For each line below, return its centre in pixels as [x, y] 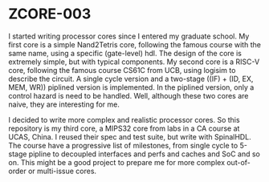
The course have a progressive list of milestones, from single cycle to [123, 145]
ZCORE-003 [50, 14]
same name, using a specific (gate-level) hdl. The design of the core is [125, 53]
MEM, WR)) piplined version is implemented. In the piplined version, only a [131, 87]
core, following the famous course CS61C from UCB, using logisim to [122, 70]
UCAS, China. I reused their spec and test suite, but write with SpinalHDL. [130, 136]
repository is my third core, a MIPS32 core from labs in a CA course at [124, 128]
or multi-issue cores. [62, 171]
